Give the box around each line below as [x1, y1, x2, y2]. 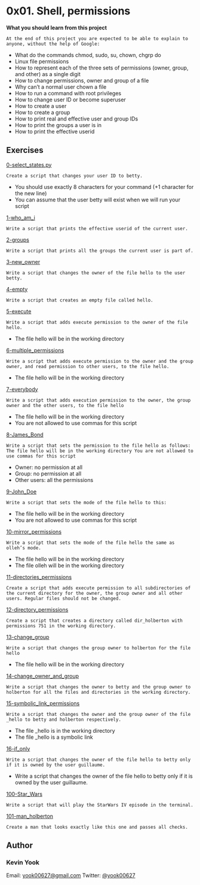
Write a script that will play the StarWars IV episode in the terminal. [6, 802, 194, 808]
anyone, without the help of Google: [6, 41, 100, 47]
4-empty [6, 285, 28, 293]
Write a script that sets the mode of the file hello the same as [6, 540, 175, 546]
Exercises [6, 145, 44, 155]
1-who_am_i [6, 214, 36, 221]
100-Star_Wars [6, 790, 43, 797]
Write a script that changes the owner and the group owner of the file [6, 711, 191, 717]
